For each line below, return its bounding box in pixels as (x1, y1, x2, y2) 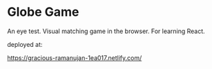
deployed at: (7, 40, 43, 48)
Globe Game (7, 4, 79, 20)
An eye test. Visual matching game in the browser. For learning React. (7, 27, 205, 35)
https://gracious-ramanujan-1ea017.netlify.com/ (7, 53, 142, 62)
